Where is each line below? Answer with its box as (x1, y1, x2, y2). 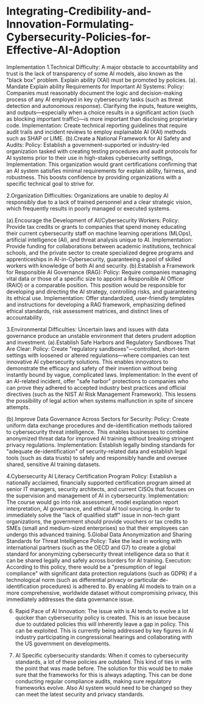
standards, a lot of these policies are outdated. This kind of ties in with (15, 658, 192, 666)
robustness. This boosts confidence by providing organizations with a (6, 173, 181, 181)
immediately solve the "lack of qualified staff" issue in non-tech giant (6, 511, 180, 519)
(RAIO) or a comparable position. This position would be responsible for (6, 281, 186, 289)
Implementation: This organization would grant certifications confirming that (6, 160, 197, 168)
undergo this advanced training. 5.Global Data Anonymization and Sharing (6, 531, 192, 538)
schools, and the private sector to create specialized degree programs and (6, 249, 194, 256)
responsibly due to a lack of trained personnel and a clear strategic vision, (6, 198, 192, 206)
